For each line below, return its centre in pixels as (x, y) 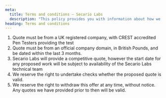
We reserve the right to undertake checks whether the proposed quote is (87, 74)
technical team (28, 69)
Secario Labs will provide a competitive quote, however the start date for (86, 59)
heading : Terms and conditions (37, 24)
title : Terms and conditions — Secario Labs (56, 14)
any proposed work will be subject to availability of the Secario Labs (82, 64)
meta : (11, 10)
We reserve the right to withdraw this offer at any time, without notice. (84, 85)
